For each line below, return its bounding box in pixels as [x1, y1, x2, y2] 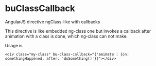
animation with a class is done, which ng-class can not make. [5, 33, 128, 39]
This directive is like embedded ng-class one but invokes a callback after [5, 28, 151, 34]
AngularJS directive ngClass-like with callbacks [5, 19, 101, 25]
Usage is [5, 42, 23, 48]
